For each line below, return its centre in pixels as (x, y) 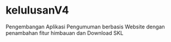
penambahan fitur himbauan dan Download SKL (65, 33)
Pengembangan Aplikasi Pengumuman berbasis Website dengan (85, 27)
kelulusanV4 (37, 10)
